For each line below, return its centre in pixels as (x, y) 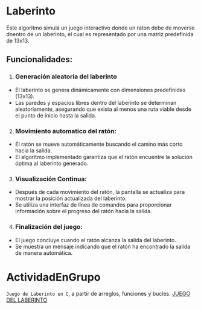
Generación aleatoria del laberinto (66, 76)
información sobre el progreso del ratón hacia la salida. (83, 211)
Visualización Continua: (51, 179)
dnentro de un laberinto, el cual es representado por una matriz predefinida (100, 34)
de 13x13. (18, 40)
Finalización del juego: (49, 227)
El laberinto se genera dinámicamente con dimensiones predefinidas (100, 90)
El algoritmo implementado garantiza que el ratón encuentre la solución (104, 157)
